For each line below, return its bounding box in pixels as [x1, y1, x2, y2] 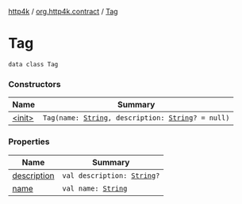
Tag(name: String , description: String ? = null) [42, 114, 230, 123]
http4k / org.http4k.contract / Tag [8, 7, 118, 16]
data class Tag [8, 60, 59, 68]
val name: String [62, 183, 128, 193]
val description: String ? [62, 171, 160, 180]
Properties [8, 136, 50, 147]
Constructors [8, 78, 61, 89]
